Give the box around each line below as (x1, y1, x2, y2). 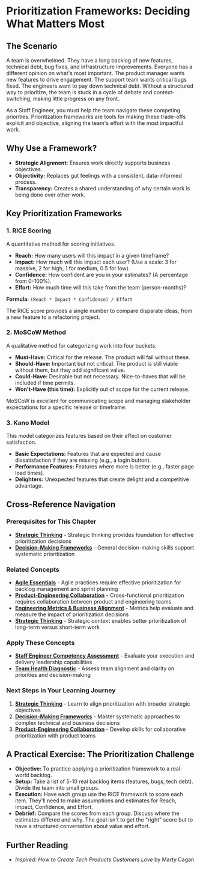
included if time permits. (14, 379, 75, 386)
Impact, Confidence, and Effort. (14, 804, 93, 811)
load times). (14, 470, 45, 477)
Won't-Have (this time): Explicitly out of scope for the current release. (14, 386, 190, 393)
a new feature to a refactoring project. (6, 313, 100, 321)
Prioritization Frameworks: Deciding (6, 4, 190, 18)
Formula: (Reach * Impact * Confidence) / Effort (6, 295, 133, 303)
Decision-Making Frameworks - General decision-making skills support (14, 544, 195, 551)
